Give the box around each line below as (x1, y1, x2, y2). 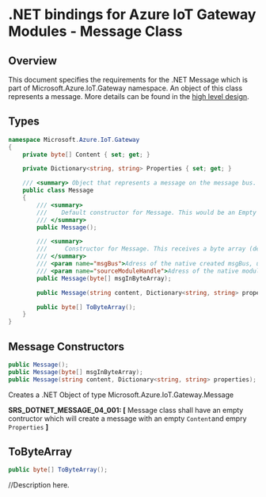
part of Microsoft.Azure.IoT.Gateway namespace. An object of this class (8, 83, 243, 93)
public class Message (22, 186, 93, 195)
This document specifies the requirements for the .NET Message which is (8, 75, 248, 84)
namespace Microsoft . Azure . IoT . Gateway (8, 136, 140, 143)
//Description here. (8, 480, 70, 490)
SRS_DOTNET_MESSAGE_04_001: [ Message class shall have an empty (8, 405, 244, 415)
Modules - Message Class (8, 22, 183, 40)
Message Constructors (8, 339, 125, 354)
